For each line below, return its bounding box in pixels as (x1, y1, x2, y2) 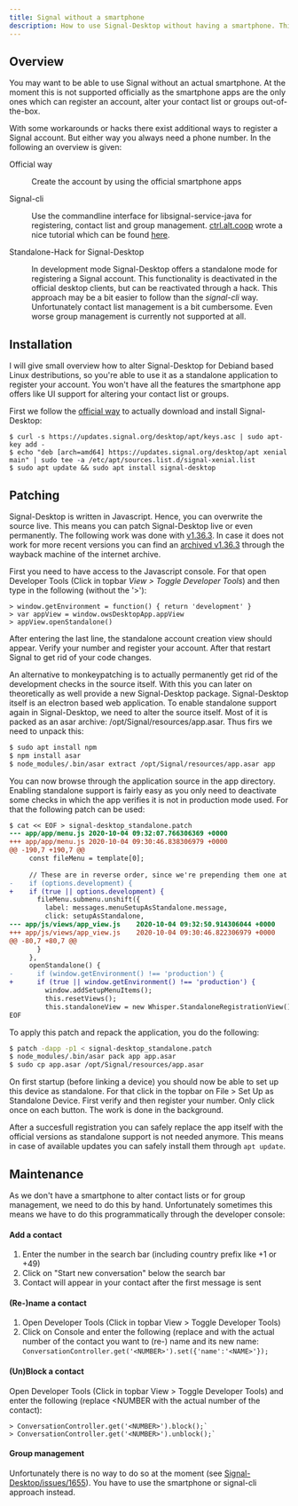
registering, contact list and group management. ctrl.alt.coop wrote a (31, 220, 284, 231)
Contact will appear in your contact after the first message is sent (21, 1277, 262, 1288)
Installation (9, 336, 73, 351)
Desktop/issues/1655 (9, 1477, 86, 1487)
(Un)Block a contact (9, 1366, 84, 1376)
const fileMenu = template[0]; (28, 854, 145, 863)
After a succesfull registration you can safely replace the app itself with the (9, 1122, 284, 1132)
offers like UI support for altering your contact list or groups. (9, 389, 229, 399)
